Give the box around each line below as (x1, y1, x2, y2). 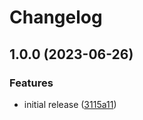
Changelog (9, 6, 103, 29)
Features (9, 76, 54, 90)
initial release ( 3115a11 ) (23, 98, 117, 110)
